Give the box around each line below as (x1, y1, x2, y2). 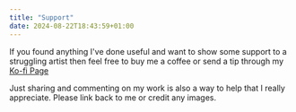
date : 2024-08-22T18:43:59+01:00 (9, 22, 135, 30)
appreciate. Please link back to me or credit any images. (9, 91, 217, 103)
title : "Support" (9, 13, 74, 22)
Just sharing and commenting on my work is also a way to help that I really (9, 82, 285, 93)
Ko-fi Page (9, 65, 49, 76)
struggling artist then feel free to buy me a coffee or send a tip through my (9, 56, 284, 66)
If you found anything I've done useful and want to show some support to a (9, 46, 287, 56)
